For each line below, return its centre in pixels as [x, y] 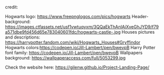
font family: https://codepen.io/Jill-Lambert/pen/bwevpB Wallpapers [74, 53]
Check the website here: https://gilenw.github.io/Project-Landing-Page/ [77, 67]
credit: [12, 7]
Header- [140, 16]
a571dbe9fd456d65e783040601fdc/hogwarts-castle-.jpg [63, 32]
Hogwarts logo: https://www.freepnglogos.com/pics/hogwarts [68, 16]
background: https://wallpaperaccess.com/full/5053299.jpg [65, 58]
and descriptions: [23, 37]
